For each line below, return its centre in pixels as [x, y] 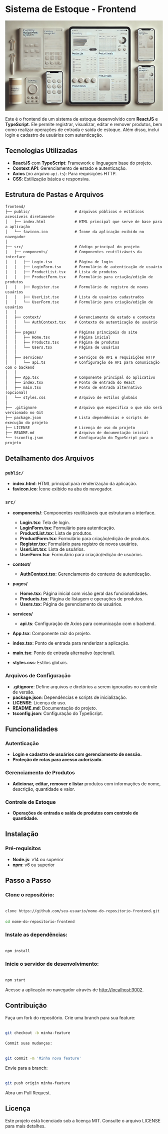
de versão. [23, 692]
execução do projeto [27, 423]
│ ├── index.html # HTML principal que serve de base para [84, 222]
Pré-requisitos [23, 849]
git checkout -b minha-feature [38, 1033]
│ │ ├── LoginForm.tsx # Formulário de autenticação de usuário [84, 267]
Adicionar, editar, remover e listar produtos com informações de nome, [86, 784]
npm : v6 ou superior [33, 865]
